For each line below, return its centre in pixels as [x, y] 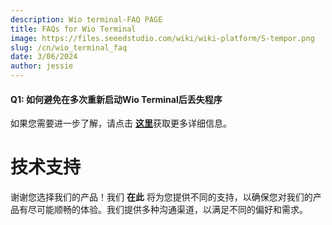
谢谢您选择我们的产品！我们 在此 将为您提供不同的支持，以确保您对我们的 [161, 197]
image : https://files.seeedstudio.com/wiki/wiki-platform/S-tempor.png [162, 38]
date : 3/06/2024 [44, 57]
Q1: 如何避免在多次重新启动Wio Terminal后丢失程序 [116, 99]
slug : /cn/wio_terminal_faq [69, 47]
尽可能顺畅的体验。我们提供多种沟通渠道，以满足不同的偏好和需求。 [167, 210]
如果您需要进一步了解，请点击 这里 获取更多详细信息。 [121, 123]
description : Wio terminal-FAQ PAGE [86, 19]
